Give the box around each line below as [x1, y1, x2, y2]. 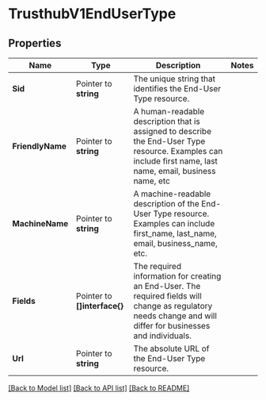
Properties [8, 37, 62, 50]
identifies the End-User [133, 83, 222, 94]
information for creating [133, 271, 222, 282]
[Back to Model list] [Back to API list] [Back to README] [8, 383, 190, 393]
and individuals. [133, 330, 192, 341]
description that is [133, 116, 200, 127]
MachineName [12, 218, 69, 229]
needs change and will [133, 310, 218, 321]
